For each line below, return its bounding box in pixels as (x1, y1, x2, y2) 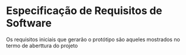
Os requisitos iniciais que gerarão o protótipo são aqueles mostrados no (6, 36, 180, 43)
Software (6, 16, 52, 30)
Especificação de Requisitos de (6, 4, 163, 18)
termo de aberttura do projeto (6, 42, 78, 49)
